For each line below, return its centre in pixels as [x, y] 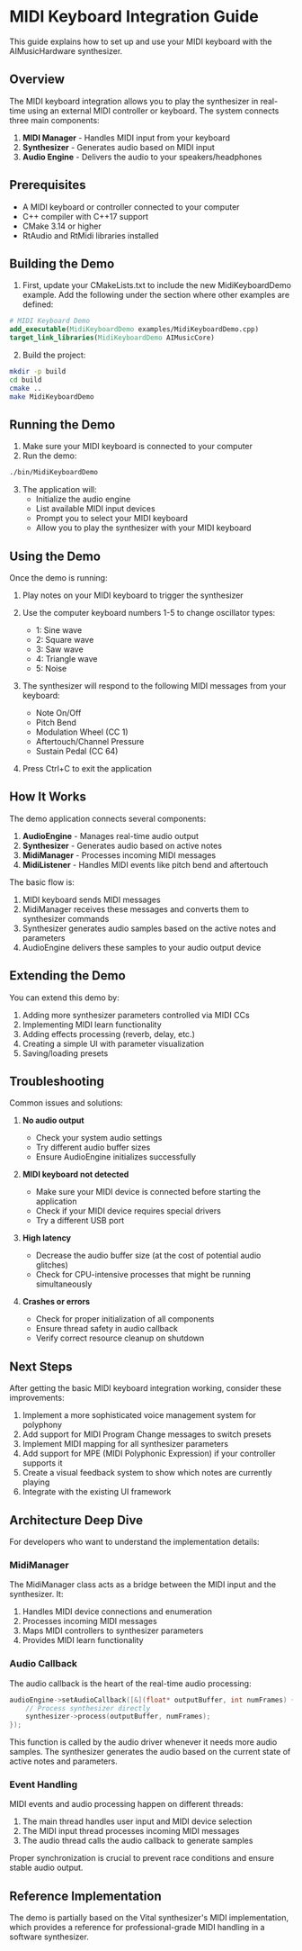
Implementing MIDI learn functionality [92, 1025]
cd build [26, 380]
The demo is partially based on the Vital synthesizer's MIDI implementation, [149, 1918]
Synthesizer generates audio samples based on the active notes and [149, 928]
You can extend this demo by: [64, 998]
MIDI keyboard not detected [75, 1174]
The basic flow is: [42, 882]
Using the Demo [55, 556]
